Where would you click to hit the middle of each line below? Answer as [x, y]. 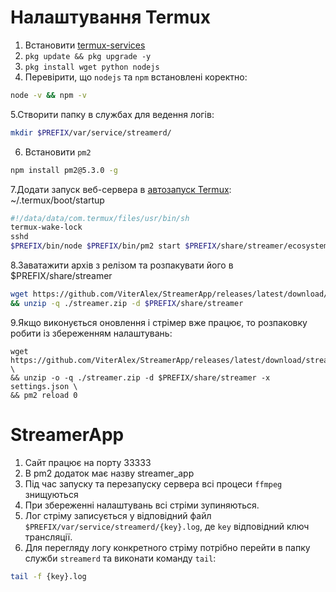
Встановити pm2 [58, 152]
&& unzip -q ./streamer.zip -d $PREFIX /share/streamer [127, 303]
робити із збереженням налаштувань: [91, 333]
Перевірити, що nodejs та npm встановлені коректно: [136, 77]
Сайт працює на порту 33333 [88, 462]
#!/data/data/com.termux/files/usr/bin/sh [100, 218]
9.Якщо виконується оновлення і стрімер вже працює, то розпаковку [159, 322]
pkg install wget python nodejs [92, 67]
